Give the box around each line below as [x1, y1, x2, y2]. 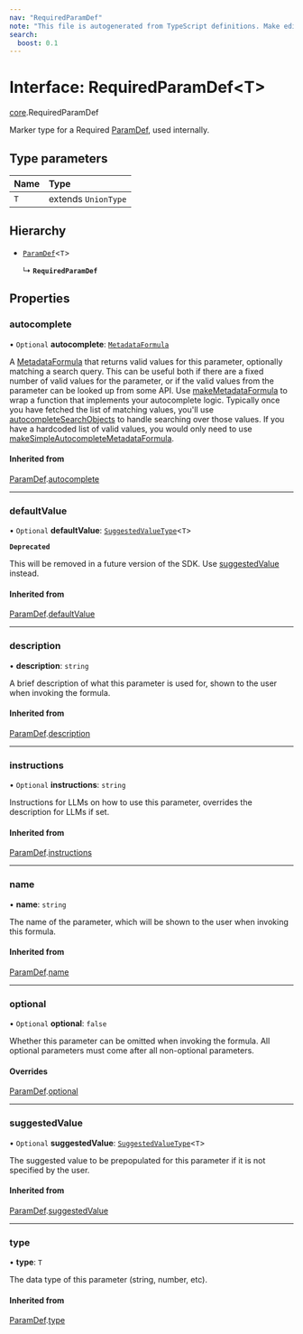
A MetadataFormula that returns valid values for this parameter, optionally [9, 356, 283, 366]
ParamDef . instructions [9, 848, 93, 858]
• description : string [9, 660, 89, 671]
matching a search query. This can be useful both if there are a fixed [9, 366, 264, 376]
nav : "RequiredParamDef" [9, 13, 103, 23]
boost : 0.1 [17, 38, 59, 48]
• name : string [9, 899, 67, 910]
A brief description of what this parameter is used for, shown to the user [9, 678, 278, 689]
